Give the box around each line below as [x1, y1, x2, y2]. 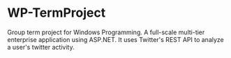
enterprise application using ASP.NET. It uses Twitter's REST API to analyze [7, 35, 225, 43]
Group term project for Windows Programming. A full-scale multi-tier [7, 28, 205, 36]
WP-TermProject [7, 5, 106, 21]
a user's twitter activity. [7, 43, 75, 51]
